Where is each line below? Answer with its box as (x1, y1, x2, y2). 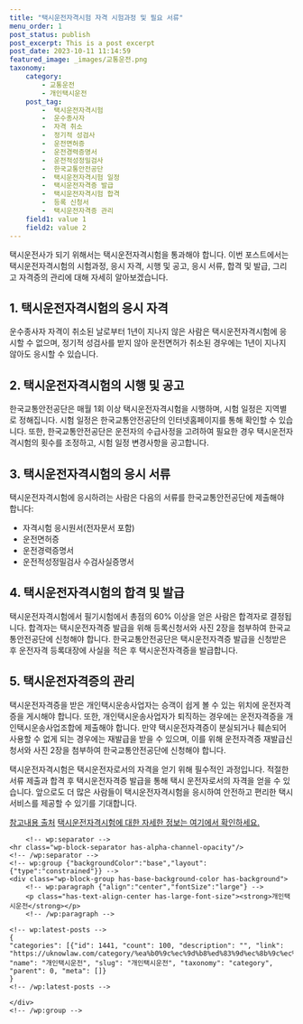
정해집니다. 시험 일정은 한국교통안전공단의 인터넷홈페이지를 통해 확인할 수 (18, 414, 277, 425)
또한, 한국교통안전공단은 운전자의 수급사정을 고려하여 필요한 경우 (28, 426, 255, 437)
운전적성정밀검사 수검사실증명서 (22, 556, 134, 567)
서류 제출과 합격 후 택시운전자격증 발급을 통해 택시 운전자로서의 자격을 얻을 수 (9, 775, 281, 786)
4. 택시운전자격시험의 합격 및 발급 (9, 585, 185, 600)
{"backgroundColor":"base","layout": (66, 859, 207, 868)
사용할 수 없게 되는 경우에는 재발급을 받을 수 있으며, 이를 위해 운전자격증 (9, 733, 262, 744)
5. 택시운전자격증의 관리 (9, 674, 135, 689)
